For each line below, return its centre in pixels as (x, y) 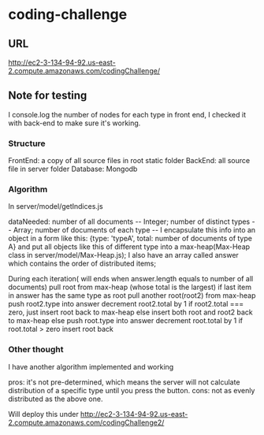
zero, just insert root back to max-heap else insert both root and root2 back (131, 312)
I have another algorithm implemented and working (91, 366)
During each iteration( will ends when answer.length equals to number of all (131, 279)
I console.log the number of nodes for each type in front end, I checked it (127, 114)
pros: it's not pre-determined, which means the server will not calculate (124, 382)
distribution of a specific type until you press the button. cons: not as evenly (132, 390)
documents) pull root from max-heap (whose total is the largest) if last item (130, 287)
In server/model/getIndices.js (56, 206)
